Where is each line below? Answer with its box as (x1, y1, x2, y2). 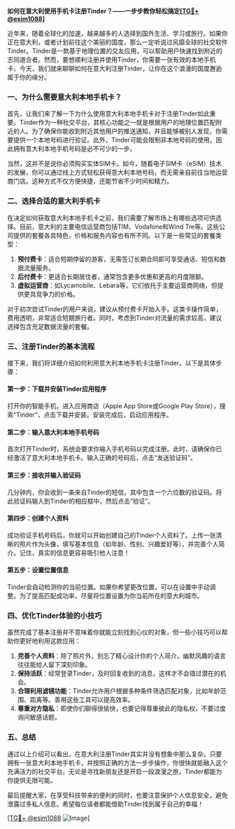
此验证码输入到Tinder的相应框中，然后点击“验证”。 (7, 497, 155, 505)
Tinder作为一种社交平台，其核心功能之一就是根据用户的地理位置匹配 (19, 119, 216, 127)
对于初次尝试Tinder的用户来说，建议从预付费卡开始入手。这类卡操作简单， (7, 304, 222, 313)
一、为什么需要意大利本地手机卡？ (7, 92, 122, 102)
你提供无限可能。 (7, 776, 57, 784)
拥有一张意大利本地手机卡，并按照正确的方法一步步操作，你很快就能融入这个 (7, 758, 228, 767)
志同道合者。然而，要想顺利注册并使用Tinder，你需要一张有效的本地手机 (7, 55, 216, 64)
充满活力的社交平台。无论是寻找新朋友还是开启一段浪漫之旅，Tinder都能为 (7, 767, 222, 776)
